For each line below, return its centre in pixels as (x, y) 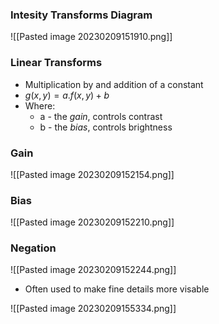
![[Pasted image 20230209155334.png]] (93, 309)
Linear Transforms (56, 63)
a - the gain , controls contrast (101, 116)
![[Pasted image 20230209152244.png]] (93, 270)
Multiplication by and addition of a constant (114, 84)
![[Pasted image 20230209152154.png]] (92, 174)
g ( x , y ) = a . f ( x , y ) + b (67, 95)
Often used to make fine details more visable (117, 289)
